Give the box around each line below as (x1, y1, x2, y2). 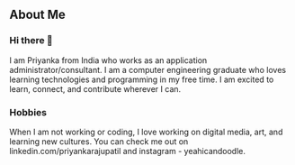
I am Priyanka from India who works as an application (9, 54, 208, 66)
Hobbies (9, 105, 48, 118)
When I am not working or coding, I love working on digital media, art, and (9, 126, 283, 137)
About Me (9, 7, 66, 23)
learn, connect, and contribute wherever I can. (9, 83, 182, 94)
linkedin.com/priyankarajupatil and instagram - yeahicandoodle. (9, 145, 246, 156)
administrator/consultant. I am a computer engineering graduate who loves (9, 64, 286, 75)
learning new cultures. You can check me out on (9, 135, 189, 147)
